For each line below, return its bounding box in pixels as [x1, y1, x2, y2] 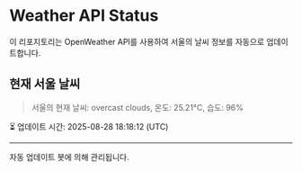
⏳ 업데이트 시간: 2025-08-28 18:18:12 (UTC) [9, 121, 169, 131]
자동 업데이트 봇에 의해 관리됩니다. [9, 151, 129, 162]
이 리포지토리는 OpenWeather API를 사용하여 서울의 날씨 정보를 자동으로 [9, 36, 265, 47]
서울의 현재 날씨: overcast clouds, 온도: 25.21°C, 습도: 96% [31, 102, 244, 112]
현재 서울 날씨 [9, 76, 81, 92]
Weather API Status [9, 5, 159, 26]
